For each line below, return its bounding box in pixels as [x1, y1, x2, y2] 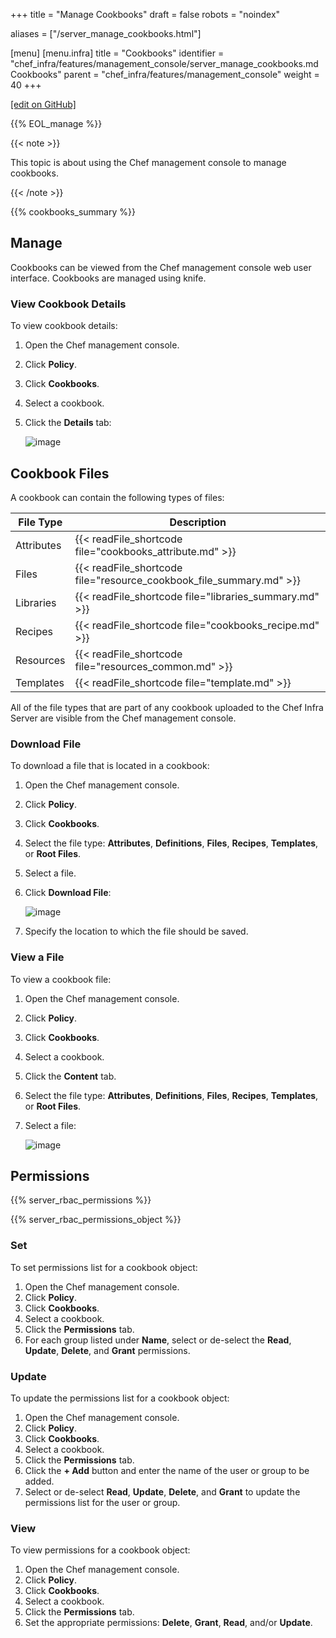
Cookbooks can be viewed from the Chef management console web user [10, 261, 312, 273]
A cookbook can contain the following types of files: [10, 491, 225, 503]
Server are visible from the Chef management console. [10, 712, 237, 724]
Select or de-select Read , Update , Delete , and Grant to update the [24, 1485, 301, 1498]
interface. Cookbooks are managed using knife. [10, 272, 207, 284]
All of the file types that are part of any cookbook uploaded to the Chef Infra [10, 701, 324, 713]
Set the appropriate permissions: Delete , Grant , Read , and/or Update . [24, 1617, 313, 1629]
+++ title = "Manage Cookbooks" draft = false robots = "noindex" [10, 9, 281, 20]
